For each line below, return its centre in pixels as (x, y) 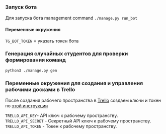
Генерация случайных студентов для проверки (67, 54)
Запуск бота (21, 7)
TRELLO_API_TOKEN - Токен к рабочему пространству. (61, 126)
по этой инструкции (27, 106)
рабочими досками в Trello (40, 89)
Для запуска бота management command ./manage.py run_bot (71, 18)
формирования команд (36, 60)
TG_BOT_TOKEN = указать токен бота (42, 41)
